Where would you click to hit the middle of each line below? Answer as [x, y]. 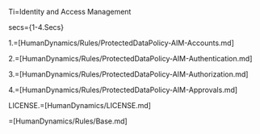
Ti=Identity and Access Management [70, 12]
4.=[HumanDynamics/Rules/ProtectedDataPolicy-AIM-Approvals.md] [123, 90]
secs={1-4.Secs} [36, 27]
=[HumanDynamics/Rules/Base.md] [68, 121]
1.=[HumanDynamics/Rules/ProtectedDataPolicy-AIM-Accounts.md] [121, 43]
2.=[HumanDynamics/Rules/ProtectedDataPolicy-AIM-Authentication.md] [130, 59]
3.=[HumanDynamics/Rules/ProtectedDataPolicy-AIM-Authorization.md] [128, 74]
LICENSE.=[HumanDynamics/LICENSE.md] [80, 105]
